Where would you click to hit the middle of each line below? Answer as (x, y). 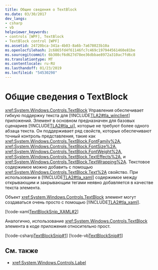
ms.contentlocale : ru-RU (30, 64)
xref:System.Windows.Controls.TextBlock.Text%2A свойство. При (71, 172)
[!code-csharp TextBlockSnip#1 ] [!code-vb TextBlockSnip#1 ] (64, 236)
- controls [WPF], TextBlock (34, 37)
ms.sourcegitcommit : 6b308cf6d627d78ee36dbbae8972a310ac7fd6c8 (70, 55)
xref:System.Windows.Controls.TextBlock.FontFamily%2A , (63, 141)
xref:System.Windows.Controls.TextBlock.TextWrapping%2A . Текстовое (78, 162)
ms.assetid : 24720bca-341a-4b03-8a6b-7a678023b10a (57, 46)
